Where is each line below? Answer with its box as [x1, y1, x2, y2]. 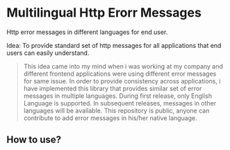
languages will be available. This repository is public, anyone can [23, 106, 210, 115]
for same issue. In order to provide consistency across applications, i [23, 76, 221, 85]
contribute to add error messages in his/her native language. [23, 113, 197, 122]
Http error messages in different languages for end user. [6, 28, 168, 36]
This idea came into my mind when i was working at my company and [23, 62, 224, 70]
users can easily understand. [6, 49, 90, 57]
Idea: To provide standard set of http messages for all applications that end [6, 41, 222, 49]
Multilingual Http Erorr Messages [6, 5, 202, 21]
